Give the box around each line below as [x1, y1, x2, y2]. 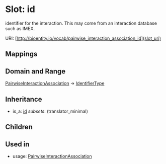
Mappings [5, 50, 38, 58]
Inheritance [5, 95, 42, 104]
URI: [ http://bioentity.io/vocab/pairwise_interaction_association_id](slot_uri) [5, 35, 161, 41]
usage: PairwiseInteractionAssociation [12, 153, 92, 159]
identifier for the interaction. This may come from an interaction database [5, 20, 157, 26]
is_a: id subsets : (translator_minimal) [12, 108, 88, 114]
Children [5, 123, 33, 131]
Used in [5, 140, 30, 148]
